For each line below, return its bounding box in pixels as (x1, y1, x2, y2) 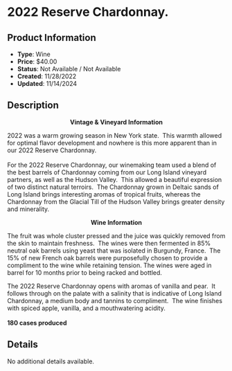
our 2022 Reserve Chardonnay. (7, 146, 97, 154)
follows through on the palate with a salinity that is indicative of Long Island (7, 289, 222, 298)
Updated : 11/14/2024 (17, 80, 78, 87)
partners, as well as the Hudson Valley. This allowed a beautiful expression (7, 175, 222, 183)
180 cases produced (7, 318, 67, 327)
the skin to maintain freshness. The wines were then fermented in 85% (7, 239, 211, 247)
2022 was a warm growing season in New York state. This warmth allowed (7, 131, 222, 139)
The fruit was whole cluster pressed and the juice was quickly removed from (7, 231, 226, 239)
